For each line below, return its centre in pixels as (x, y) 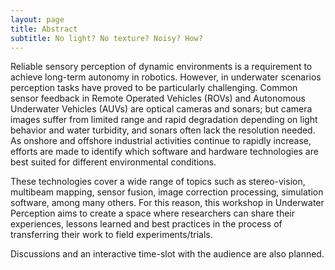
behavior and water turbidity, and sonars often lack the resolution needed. (163, 130)
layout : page (37, 19)
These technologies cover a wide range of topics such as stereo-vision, (158, 182)
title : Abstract (44, 29)
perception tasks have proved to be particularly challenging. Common (154, 88)
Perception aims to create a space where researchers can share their (152, 213)
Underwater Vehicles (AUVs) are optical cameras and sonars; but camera (161, 109)
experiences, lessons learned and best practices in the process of (146, 224)
